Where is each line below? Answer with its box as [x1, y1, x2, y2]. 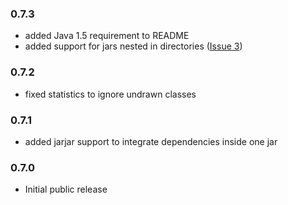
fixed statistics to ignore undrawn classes [24, 88, 197, 100]
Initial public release [24, 183, 108, 196]
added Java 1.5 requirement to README [24, 30, 190, 42]
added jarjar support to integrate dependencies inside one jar [24, 135, 278, 147]
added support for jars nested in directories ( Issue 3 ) [24, 40, 243, 52]
